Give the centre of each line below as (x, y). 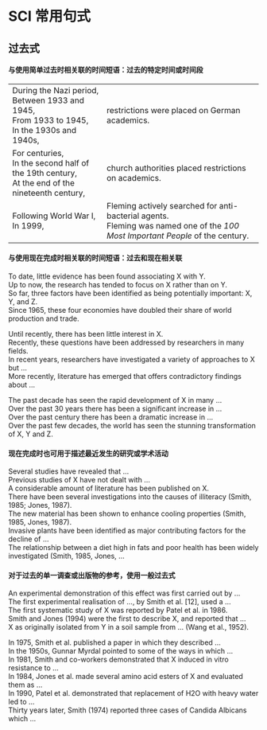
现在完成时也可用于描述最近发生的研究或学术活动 (88, 453)
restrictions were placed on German (173, 110)
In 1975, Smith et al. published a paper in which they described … (114, 642)
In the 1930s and (44, 130)
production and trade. (44, 318)
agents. (155, 216)
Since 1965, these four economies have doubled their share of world (120, 310)
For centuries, (38, 153)
